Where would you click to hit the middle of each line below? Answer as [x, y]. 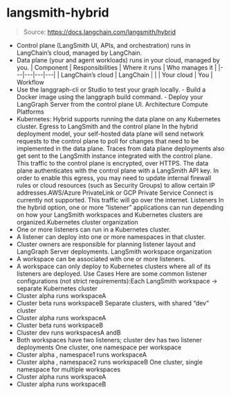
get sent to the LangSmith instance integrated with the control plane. [114, 156]
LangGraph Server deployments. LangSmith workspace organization [114, 252]
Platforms [30, 112]
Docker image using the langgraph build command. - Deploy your [110, 97]
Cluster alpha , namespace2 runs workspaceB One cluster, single [110, 362]
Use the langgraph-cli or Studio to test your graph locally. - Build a [111, 89]
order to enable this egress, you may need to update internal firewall [114, 177]
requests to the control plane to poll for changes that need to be [108, 141]
